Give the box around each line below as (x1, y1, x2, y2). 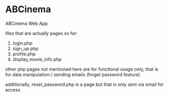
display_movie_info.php (12, 56, 62, 62)
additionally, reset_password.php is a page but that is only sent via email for (5, 81, 164, 87)
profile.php (12, 51, 36, 57)
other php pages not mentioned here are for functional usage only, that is (5, 66, 158, 72)
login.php (12, 40, 33, 46)
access (5, 86, 20, 92)
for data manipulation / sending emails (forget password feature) (5, 71, 141, 77)
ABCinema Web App (5, 20, 48, 26)
